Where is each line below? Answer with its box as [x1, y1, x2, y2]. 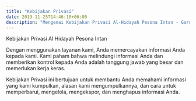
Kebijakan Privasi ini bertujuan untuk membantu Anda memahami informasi [6, 76, 187, 83]
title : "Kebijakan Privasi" [6, 8, 75, 15]
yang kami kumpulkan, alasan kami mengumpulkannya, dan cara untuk [6, 82, 176, 89]
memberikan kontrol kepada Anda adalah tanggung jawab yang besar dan [6, 59, 184, 66]
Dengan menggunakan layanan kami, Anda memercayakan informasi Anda [6, 46, 185, 53]
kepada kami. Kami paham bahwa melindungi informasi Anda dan [6, 53, 163, 60]
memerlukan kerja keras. [6, 65, 66, 72]
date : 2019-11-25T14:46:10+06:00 [6, 14, 87, 20]
